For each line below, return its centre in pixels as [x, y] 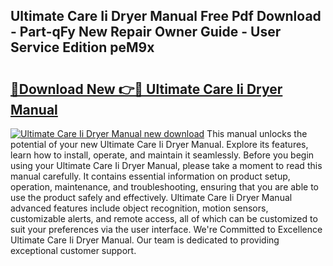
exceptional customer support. [73, 250]
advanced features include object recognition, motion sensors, [139, 208]
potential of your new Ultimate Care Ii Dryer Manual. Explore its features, [159, 144]
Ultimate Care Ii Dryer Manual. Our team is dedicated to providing [145, 240]
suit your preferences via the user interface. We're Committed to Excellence [166, 229]
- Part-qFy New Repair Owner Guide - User [146, 32]
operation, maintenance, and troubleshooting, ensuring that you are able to [165, 187]
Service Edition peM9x [82, 47]
